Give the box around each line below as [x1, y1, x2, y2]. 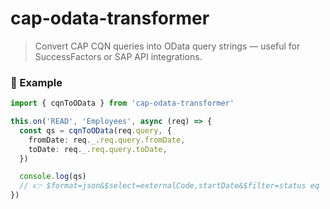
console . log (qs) [19, 172, 87, 182]
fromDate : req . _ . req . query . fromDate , [28, 135, 186, 145]
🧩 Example [10, 75, 63, 89]
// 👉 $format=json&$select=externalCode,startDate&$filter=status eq [19, 181, 320, 191]
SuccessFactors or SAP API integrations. [34, 50, 203, 62]
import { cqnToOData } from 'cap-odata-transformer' [10, 98, 235, 109]
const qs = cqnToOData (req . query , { [19, 125, 172, 136]
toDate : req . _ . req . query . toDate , [28, 144, 168, 154]
